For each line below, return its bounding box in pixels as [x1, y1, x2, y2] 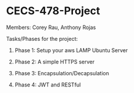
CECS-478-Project [6, 4, 101, 18]
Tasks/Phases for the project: [6, 35, 78, 42]
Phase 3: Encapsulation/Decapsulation [14, 69, 110, 76]
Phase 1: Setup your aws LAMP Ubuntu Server [14, 46, 128, 54]
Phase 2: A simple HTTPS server [14, 58, 95, 65]
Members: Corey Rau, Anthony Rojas [6, 24, 96, 31]
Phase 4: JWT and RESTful [14, 81, 81, 88]
